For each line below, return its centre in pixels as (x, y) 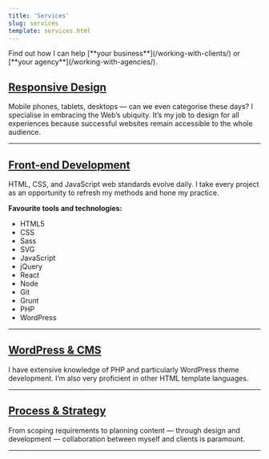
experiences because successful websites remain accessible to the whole (131, 124)
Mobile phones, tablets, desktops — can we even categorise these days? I (131, 107)
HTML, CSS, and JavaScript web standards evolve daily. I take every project (134, 184)
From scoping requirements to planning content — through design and (124, 430)
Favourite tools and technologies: (65, 208)
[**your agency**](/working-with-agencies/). (83, 62)
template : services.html (50, 30)
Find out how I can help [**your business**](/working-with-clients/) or (124, 54)
